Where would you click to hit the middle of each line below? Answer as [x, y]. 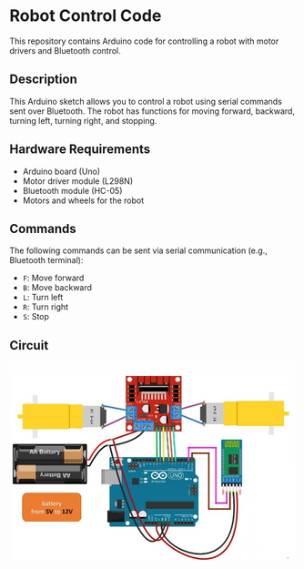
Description [43, 80]
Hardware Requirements [80, 150]
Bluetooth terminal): [46, 260]
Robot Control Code [86, 16]
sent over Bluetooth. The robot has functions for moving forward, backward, [152, 111]
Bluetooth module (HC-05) [72, 190]
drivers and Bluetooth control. [65, 50]
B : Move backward [57, 288]
